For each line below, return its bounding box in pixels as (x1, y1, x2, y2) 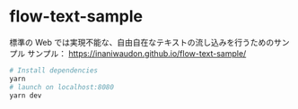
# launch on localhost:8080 (9, 82, 115, 91)
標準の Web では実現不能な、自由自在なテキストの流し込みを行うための (9, 37, 275, 47)
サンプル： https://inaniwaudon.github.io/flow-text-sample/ (26, 47, 247, 59)
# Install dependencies (9, 65, 99, 75)
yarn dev (9, 91, 42, 100)
